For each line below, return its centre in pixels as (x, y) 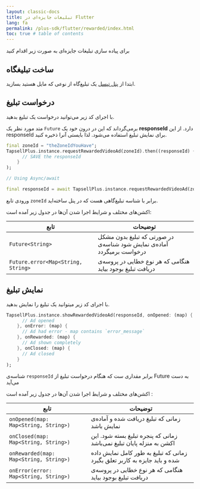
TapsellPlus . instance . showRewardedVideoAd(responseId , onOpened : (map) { (100, 315)
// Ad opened (38, 321)
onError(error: (31, 471)
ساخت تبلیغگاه (30, 69)
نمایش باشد (106, 426)
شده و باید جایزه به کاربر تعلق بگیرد (135, 460)
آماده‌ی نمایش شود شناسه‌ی (133, 244)
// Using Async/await (33, 178)
